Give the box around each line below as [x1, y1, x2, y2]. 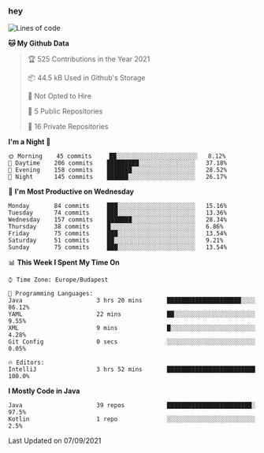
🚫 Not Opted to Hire [27, 91, 92, 101]
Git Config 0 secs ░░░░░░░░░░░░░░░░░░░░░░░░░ [8, 338, 256, 346]
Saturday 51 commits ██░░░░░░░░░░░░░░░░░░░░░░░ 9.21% [8, 236, 224, 245]
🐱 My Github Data [8, 39, 69, 48]
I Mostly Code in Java [8, 386, 80, 395]
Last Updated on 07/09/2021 [8, 436, 102, 446]
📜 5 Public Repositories [27, 106, 103, 116]
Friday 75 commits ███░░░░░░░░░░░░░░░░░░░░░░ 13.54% [8, 230, 227, 238]
